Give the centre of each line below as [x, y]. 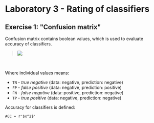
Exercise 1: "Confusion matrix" [53, 27]
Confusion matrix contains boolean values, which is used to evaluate [74, 39]
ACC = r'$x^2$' [21, 116]
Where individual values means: [37, 73]
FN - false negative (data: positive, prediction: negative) [68, 93]
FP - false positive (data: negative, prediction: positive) [67, 87]
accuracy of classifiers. [29, 44]
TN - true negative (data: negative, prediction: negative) [68, 82]
